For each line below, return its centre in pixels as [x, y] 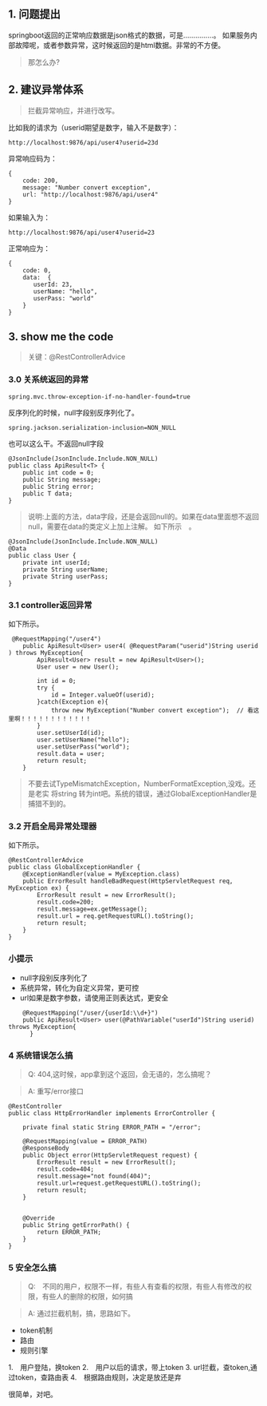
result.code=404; [65, 1169]
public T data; [48, 494]
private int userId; [57, 562]
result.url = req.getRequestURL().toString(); [116, 916]
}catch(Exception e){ [73, 702]
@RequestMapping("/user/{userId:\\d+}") [90, 1013]
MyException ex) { [39, 888]
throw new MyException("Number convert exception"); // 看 [152, 711]
